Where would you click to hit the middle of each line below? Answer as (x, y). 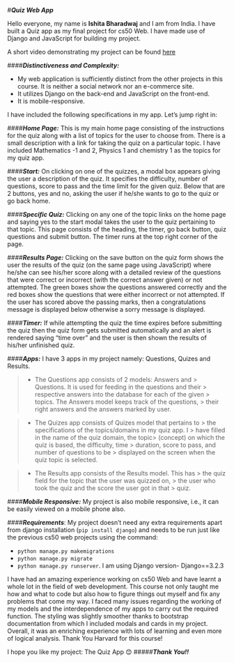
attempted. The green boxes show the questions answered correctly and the (117, 287)
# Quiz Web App (30, 10)
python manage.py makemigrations (66, 551)
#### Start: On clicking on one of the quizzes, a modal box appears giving (114, 171)
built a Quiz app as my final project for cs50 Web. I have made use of (106, 31)
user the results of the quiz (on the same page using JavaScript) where (109, 265)
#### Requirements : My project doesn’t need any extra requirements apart (115, 523)
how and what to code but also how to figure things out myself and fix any (114, 594)
